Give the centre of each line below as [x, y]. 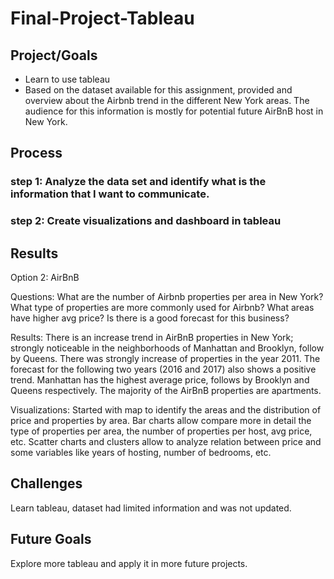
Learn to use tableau [67, 79]
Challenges [46, 483]
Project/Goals [54, 55]
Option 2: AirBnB [45, 278]
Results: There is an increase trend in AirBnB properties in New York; [152, 338]
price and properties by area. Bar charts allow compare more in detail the [161, 421]
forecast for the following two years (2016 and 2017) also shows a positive [163, 369]
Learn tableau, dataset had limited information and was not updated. [151, 508]
